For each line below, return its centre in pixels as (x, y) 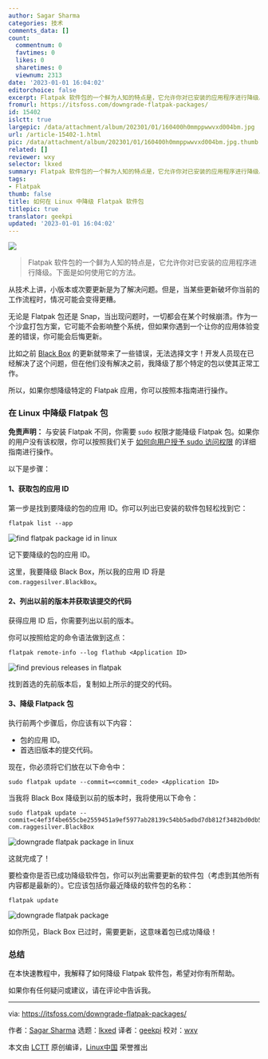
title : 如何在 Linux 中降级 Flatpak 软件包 (76, 201)
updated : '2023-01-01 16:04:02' (62, 224)
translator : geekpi (41, 217)
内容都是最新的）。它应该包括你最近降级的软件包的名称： (101, 886)
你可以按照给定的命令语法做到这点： (68, 637)
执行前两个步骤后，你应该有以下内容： (71, 723)
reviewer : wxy (32, 157)
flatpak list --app (41, 523)
